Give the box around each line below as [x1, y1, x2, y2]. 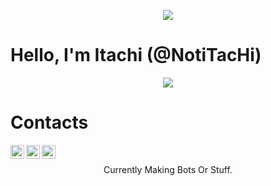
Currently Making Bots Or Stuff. [103, 163, 233, 175]
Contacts [10, 111, 89, 134]
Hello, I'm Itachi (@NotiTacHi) [10, 44, 262, 67]
